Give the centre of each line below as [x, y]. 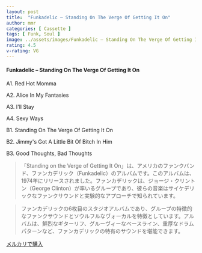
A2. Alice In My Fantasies [38, 95]
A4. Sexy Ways [25, 118]
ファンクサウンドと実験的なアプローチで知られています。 [108, 195]
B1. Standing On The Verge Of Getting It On [60, 130]
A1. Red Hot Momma [32, 83]
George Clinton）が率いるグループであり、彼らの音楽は [100, 188]
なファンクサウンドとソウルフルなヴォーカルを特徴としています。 [102, 216]
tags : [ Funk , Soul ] [33, 34]
